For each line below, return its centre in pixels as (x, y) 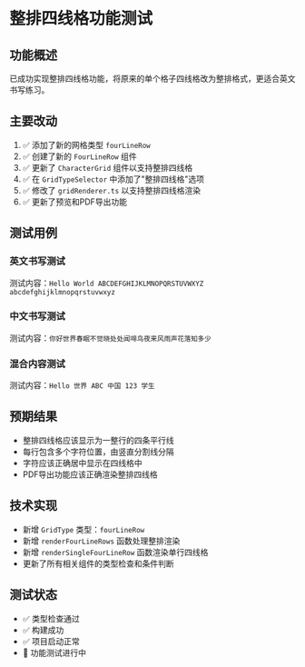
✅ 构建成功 (43, 630)
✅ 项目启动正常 (51, 641)
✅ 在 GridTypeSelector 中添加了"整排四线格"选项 (113, 179)
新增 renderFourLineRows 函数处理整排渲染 (101, 541)
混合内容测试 (38, 363)
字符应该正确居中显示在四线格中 (82, 463)
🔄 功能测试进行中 (54, 652)
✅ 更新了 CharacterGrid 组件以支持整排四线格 (108, 167)
